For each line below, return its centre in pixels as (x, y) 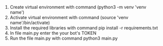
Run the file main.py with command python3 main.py (64, 38)
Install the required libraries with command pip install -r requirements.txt (84, 28)
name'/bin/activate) (30, 23)
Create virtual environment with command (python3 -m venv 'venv (78, 7)
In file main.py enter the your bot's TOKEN (53, 33)
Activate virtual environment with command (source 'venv (69, 17)
